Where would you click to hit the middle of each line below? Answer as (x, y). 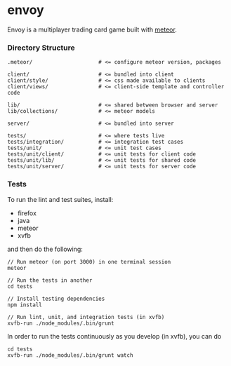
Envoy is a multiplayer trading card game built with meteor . (92, 29)
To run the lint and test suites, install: (60, 199)
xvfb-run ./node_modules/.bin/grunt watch (70, 355)
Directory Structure (41, 48)
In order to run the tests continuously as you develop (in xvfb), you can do (114, 336)
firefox (27, 213)
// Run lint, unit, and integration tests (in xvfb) (86, 317)
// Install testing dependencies (56, 299)
